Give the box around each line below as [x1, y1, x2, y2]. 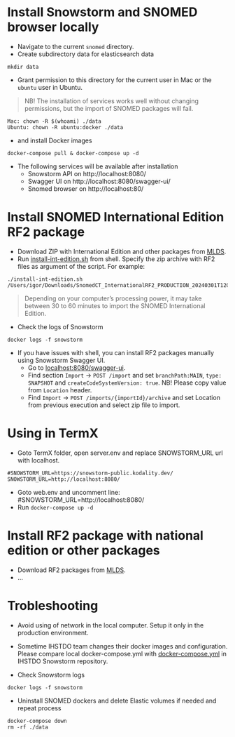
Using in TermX [7, 425, 99, 441]
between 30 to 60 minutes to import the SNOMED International [24, 301, 206, 310]
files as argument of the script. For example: [17, 262, 145, 270]
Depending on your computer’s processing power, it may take [24, 294, 202, 303]
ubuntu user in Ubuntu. [17, 83, 83, 91]
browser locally [7, 19, 99, 35]
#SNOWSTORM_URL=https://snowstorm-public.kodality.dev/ [7, 470, 173, 477]
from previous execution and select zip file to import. [27, 401, 180, 409]
